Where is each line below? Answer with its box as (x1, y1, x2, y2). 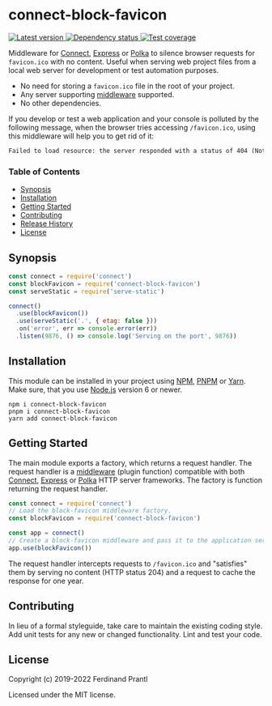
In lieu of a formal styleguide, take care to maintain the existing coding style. (8, 621, 263, 631)
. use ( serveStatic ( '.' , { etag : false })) (15, 317, 158, 325)
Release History (19, 219, 74, 228)
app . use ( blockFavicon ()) (8, 544, 92, 552)
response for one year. (8, 576, 84, 585)
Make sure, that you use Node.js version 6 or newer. (8, 385, 183, 394)
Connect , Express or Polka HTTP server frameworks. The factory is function (8, 475, 263, 485)
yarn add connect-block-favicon (8, 415, 117, 423)
